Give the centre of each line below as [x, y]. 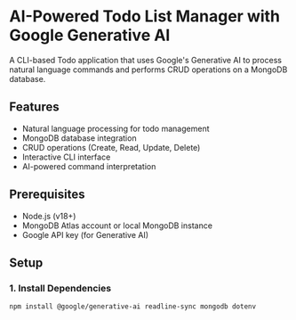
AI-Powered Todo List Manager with [145, 16]
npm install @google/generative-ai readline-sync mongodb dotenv [132, 307]
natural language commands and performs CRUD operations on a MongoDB [148, 70]
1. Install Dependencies [60, 288]
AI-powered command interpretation [89, 166]
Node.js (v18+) [49, 216]
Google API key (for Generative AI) [85, 234]
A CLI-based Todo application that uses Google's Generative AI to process [146, 60]
